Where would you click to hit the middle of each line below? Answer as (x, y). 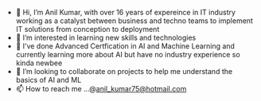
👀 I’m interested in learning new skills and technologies (106, 37)
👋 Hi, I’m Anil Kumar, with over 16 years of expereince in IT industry (126, 12)
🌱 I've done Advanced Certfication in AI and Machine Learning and (125, 46)
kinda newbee (39, 63)
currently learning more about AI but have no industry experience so (128, 54)
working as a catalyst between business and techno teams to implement (134, 21)
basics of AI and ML (49, 80)
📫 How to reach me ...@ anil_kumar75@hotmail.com (101, 89)
